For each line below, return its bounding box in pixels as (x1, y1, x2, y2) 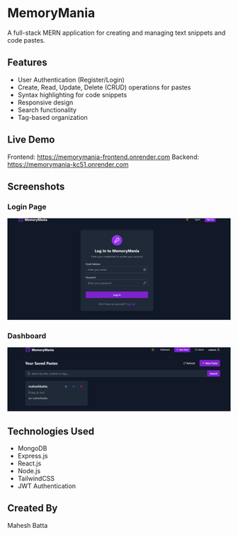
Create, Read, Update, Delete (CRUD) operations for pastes (17, 83, 191, 92)
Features (7, 57, 47, 69)
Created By (7, 502, 58, 514)
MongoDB (17, 443, 47, 452)
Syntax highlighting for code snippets (17, 90, 127, 99)
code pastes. (7, 35, 46, 44)
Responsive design (17, 98, 74, 106)
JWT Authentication (17, 481, 76, 490)
